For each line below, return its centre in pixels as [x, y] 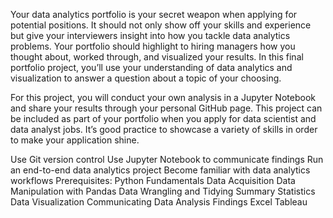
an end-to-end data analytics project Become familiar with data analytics [160, 170]
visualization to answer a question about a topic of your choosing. [146, 78]
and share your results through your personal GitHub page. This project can [166, 108]
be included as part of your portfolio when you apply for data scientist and [163, 118]
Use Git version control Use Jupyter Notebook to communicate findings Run [167, 159]
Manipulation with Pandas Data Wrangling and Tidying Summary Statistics [163, 191]
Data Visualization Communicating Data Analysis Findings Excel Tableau [159, 202]
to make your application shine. [75, 140]
